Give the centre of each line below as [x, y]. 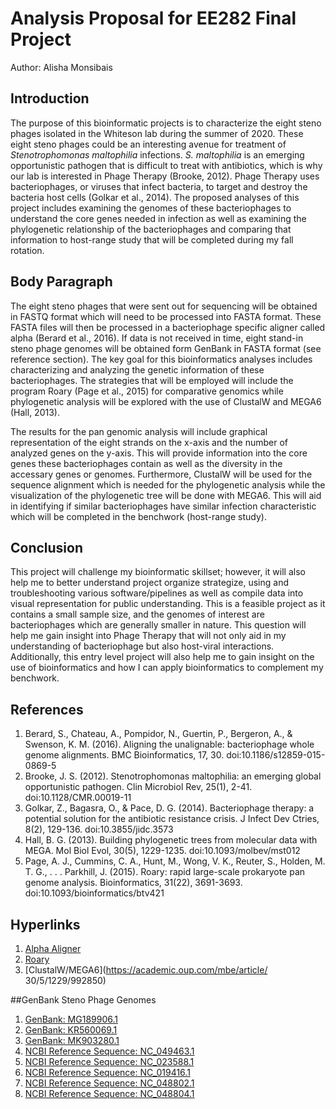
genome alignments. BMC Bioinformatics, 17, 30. [124, 755]
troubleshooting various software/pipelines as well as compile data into [157, 593]
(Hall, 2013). [35, 412]
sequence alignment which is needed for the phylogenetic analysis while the [168, 484]
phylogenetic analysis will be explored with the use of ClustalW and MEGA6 [166, 401]
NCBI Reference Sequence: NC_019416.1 [107, 1072]
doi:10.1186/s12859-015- [276, 755]
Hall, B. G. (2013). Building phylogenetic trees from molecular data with [171, 840]
